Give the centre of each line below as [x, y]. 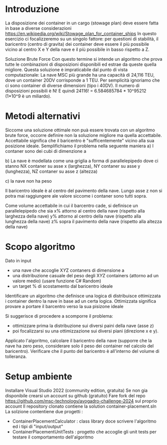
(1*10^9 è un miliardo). [28, 96]
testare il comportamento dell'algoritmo [53, 437]
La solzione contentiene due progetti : [44, 411]
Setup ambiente [39, 376]
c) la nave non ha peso [29, 181]
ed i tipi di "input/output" [38, 426]
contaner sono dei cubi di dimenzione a [46, 151]
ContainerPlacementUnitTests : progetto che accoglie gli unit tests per [84, 432]
